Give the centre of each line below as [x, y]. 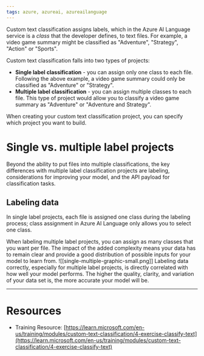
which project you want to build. [46, 123]
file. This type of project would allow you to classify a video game [97, 98]
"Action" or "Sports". [32, 49]
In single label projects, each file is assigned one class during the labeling [98, 217]
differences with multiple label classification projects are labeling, [88, 170]
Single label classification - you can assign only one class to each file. [104, 72]
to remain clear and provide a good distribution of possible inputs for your [99, 255]
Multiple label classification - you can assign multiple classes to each [103, 91]
